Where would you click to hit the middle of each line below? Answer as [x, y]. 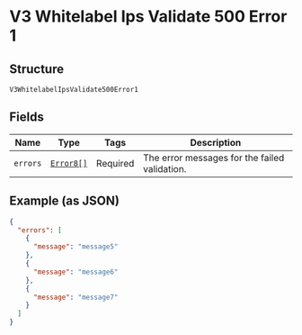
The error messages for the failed [214, 158]
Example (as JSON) [64, 201]
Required [115, 163]
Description [216, 142]
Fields [27, 118]
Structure [37, 69]
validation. [165, 168]
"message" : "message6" [75, 272]
